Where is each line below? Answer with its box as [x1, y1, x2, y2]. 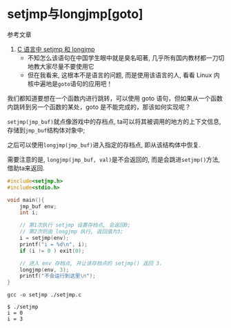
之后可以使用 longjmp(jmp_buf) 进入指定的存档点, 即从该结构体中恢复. [7, 141, 201, 149]
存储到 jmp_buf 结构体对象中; [7, 125, 86, 134]
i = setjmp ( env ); [19, 235, 70, 242]
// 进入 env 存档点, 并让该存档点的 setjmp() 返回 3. [19, 260, 163, 267]
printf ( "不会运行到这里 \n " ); [19, 273, 96, 280]
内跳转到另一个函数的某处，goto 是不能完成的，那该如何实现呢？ [7, 103, 191, 111]
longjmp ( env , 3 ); [19, 266, 70, 273]
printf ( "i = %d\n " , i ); [19, 240, 88, 248]
